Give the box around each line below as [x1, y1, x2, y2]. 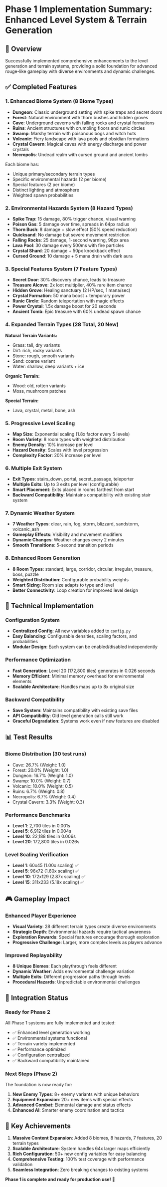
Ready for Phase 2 [5, 1008, 51, 1015]
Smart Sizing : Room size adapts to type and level [12, 582, 114, 588]
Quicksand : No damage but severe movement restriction [12, 232, 130, 237]
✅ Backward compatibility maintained [12, 1058, 90, 1063]
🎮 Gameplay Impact [5, 895, 70, 903]
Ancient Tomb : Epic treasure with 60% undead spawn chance [12, 308, 141, 315]
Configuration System [5, 617, 60, 624]
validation [12, 1162, 33, 1168]
